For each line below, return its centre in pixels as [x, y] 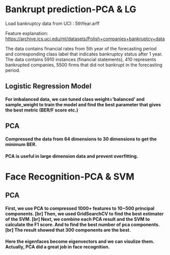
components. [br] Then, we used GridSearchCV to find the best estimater [84, 214]
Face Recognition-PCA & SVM [70, 176]
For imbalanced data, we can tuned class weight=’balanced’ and [75, 99]
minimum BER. [21, 144]
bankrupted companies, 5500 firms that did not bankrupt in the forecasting [84, 65]
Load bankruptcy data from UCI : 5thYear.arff [52, 23]
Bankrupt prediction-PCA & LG [71, 9]
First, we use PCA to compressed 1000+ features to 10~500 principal [80, 208]
